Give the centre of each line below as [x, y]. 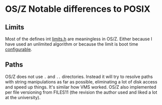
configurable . [19, 49]
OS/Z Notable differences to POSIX [78, 9]
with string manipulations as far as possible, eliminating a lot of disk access [81, 81]
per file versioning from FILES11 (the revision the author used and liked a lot [81, 92]
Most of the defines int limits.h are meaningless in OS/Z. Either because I [79, 39]
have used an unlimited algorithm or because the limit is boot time [72, 44]
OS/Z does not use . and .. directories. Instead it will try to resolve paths [79, 77]
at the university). [23, 97]
